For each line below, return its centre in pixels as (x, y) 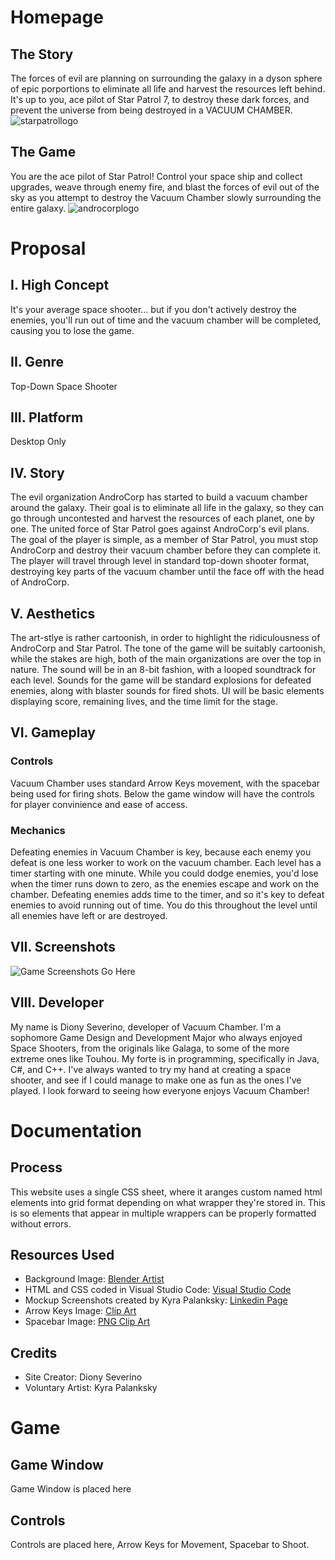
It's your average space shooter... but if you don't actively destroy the (153, 309)
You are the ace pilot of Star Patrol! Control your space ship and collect (156, 176)
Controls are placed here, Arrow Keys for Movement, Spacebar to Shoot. (160, 1545)
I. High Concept (60, 285)
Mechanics (38, 830)
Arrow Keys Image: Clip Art (80, 1311)
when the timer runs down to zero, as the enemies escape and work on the (165, 884)
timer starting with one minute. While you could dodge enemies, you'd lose (164, 873)
